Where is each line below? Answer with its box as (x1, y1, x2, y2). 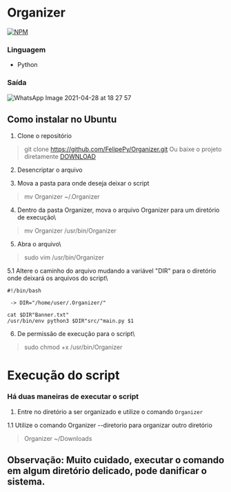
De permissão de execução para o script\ (17, 330, 135, 338)
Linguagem (7, 45, 46, 55)
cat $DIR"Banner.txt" (7, 312, 70, 319)
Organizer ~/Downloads (23, 434, 92, 442)
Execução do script (7, 367, 120, 383)
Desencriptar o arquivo (17, 166, 83, 174)
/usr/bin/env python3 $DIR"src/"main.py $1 (7, 317, 134, 325)
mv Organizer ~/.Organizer (23, 193, 100, 201)
